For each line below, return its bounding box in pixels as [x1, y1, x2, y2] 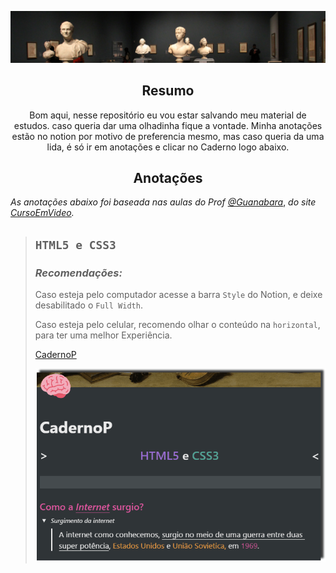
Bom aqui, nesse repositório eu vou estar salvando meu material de [29, 109, 307, 121]
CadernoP [34, 349, 77, 361]
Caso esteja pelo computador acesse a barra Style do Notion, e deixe [34, 289, 323, 301]
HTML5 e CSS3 [34, 237, 117, 252]
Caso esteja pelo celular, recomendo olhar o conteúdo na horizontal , [34, 319, 321, 331]
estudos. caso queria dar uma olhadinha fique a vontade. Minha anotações [13, 119, 323, 131]
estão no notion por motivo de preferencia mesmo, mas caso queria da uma [11, 130, 325, 142]
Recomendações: [34, 266, 123, 280]
